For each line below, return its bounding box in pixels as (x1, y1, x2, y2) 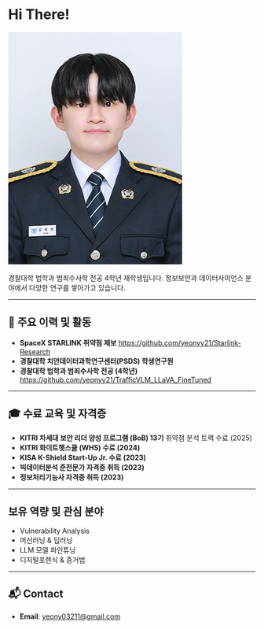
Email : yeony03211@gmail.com (19, 612, 120, 621)
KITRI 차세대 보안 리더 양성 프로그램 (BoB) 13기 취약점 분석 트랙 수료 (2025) (19, 433, 253, 442)
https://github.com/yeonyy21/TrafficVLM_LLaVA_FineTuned (19, 375, 212, 384)
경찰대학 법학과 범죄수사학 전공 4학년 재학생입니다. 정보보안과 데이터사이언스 (8, 273, 244, 283)
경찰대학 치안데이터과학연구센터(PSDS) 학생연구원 (19, 356, 174, 365)
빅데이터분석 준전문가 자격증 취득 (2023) (19, 462, 145, 472)
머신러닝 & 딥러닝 (19, 535, 73, 545)
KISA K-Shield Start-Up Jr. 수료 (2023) (19, 453, 147, 462)
